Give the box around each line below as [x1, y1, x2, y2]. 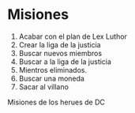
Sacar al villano [18, 81, 69, 92]
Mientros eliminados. [18, 65, 88, 74]
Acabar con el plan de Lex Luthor [18, 32, 128, 41]
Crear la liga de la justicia [18, 40, 101, 49]
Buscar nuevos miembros [18, 48, 103, 58]
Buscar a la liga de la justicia [18, 57, 112, 66]
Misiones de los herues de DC [7, 97, 106, 107]
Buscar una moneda [18, 73, 84, 83]
